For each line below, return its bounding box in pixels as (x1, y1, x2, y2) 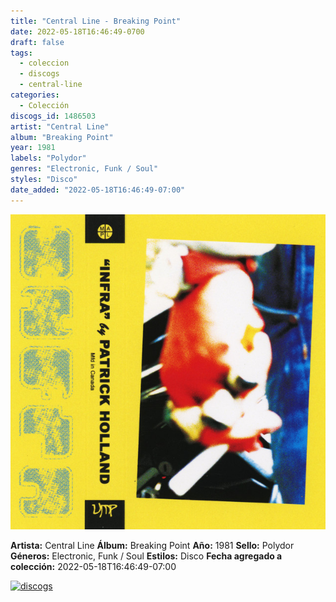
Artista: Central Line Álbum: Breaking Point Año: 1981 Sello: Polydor (10, 539, 295, 551)
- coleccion (19, 58, 70, 69)
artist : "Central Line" (10, 121, 110, 132)
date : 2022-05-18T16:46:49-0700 (10, 26, 145, 37)
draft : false (10, 37, 65, 47)
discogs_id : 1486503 (10, 111, 97, 121)
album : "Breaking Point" (10, 132, 114, 142)
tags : (10, 48, 33, 58)
